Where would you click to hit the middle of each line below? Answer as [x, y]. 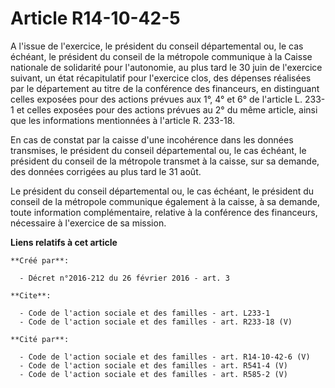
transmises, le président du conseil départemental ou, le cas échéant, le [158, 150]
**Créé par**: [40, 260]
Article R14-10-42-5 [95, 18]
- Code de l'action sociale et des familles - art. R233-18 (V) [156, 322]
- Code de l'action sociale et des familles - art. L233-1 [145, 313]
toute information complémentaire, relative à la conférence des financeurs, [164, 212]
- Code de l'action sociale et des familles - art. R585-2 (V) [153, 374]
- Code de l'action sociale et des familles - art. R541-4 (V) [153, 365]
